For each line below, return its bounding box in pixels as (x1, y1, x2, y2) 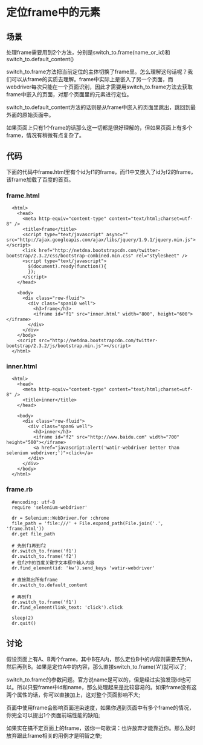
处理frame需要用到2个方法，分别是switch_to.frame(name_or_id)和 (6, 49, 170, 56)
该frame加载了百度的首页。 (6, 176, 74, 183)
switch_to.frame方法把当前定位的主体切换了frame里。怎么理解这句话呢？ (6, 68, 188, 75)
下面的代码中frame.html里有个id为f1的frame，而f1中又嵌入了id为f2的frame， (6, 168, 196, 176)
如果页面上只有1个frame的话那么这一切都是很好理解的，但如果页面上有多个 (6, 124, 193, 131)
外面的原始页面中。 (6, 111, 54, 118)
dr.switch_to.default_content (11, 582, 88, 588)
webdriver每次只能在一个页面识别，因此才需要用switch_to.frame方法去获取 (6, 83, 193, 90)
